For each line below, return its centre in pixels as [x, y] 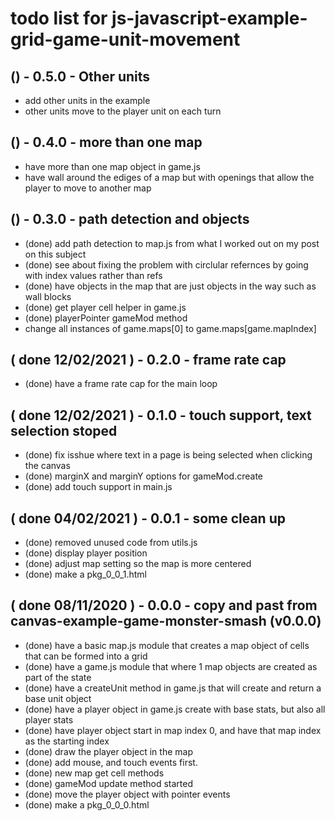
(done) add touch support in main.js [98, 487]
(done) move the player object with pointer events [127, 794]
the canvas [47, 466]
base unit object [58, 698]
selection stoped [64, 430]
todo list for [59, 18]
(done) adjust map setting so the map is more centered [138, 564]
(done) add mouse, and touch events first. [111, 762]
